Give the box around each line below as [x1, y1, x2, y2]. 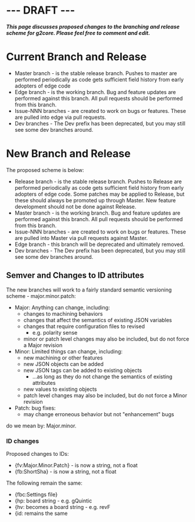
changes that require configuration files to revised [23, 323, 146, 330]
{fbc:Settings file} [14, 491, 58, 498]
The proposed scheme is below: [6, 166, 84, 173]
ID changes [6, 437, 39, 445]
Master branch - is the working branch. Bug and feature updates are [14, 209, 181, 216]
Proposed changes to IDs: [6, 450, 69, 457]
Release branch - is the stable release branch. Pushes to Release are [14, 178, 182, 185]
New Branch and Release [6, 147, 131, 160]
